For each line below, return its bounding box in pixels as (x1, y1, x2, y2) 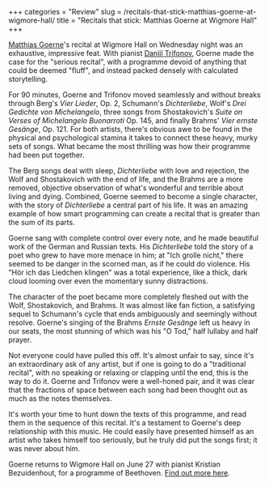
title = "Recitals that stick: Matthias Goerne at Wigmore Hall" (56, 15, 258, 25)
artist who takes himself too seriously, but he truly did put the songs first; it (8, 435, 258, 445)
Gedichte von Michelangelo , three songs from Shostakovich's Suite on (8, 107, 243, 117)
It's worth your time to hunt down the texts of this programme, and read (8, 409, 247, 419)
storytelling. (8, 75, 48, 83)
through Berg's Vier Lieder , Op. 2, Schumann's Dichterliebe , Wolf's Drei (8, 99, 246, 108)
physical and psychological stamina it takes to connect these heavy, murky (8, 133, 258, 143)
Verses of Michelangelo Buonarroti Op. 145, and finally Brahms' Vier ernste (8, 116, 258, 125)
